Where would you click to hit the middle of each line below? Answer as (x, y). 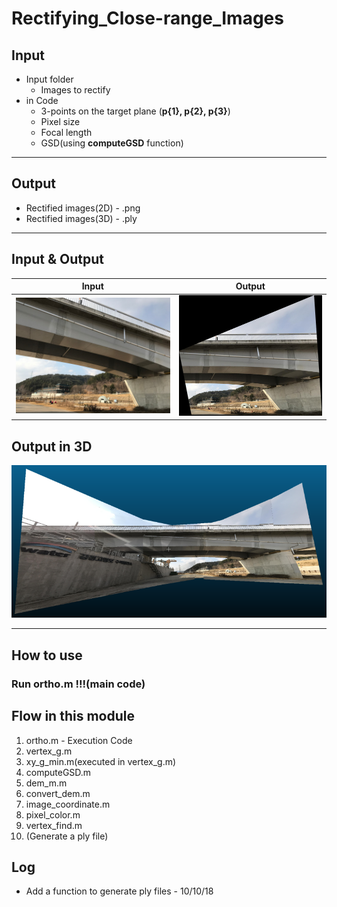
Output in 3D (52, 446)
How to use (47, 655)
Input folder (49, 79)
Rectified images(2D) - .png (83, 208)
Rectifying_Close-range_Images (147, 18)
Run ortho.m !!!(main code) (78, 684)
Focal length (66, 132)
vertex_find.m (54, 825)
